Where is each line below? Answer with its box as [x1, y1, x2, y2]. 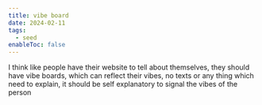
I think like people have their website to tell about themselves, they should [8, 62, 250, 72]
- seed [15, 33, 37, 42]
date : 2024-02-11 [8, 19, 66, 27]
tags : [8, 26, 26, 34]
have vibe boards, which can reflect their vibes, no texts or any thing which [8, 71, 254, 81]
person [8, 88, 32, 97]
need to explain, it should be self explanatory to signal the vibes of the [8, 80, 238, 89]
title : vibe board [8, 11, 69, 20]
